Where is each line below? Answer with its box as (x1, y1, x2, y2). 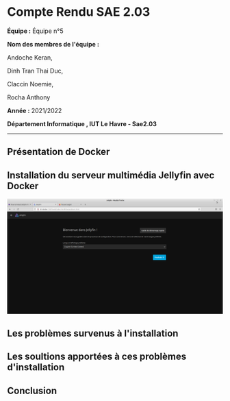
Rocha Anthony (7, 93, 51, 101)
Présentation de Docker (7, 146, 110, 158)
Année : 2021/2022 (7, 106, 62, 114)
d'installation (7, 361, 65, 374)
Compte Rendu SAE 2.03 (7, 4, 151, 20)
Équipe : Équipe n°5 (7, 27, 64, 35)
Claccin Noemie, (7, 80, 54, 88)
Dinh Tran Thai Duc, (7, 66, 64, 75)
